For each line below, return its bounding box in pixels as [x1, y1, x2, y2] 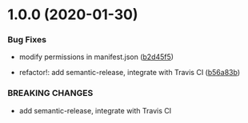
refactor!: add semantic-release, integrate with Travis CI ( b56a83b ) [18, 68, 241, 77]
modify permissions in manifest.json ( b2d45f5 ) [18, 52, 174, 61]
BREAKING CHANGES [7, 88, 94, 99]
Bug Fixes [7, 34, 47, 46]
